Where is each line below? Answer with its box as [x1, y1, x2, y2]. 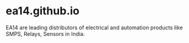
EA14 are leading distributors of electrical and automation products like [5, 24, 183, 31]
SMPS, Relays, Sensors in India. [5, 30, 86, 37]
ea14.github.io [5, 4, 80, 18]
